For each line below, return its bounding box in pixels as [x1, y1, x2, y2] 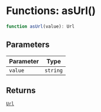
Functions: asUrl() [6, 4, 96, 18]
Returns [6, 86, 36, 96]
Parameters [6, 40, 50, 50]
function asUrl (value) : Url [6, 23, 75, 29]
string [44, 67, 63, 74]
